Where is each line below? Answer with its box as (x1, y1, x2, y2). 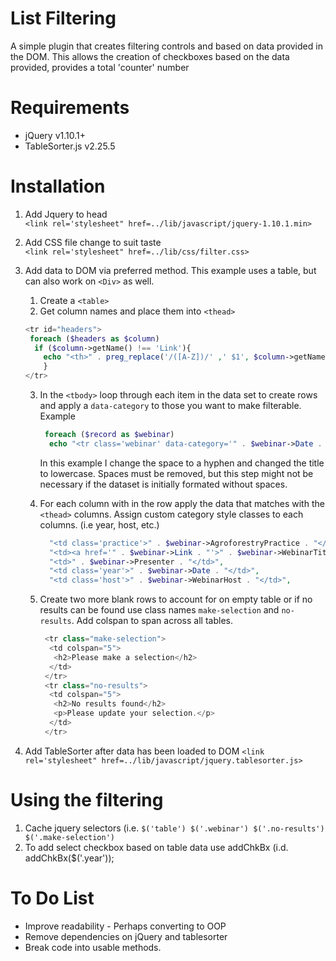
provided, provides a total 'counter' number (10, 61, 190, 73)
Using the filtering (10, 789, 164, 811)
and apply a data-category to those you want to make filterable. (39, 400, 302, 412)
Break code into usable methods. (24, 941, 162, 953)
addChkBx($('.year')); (24, 852, 115, 864)
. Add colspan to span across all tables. (71, 615, 233, 627)
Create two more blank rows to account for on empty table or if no (39, 593, 313, 606)
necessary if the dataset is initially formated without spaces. (39, 478, 288, 490)
